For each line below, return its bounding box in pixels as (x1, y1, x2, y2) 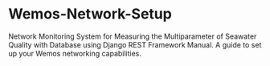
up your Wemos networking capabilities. (8, 48, 142, 58)
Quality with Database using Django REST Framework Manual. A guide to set (8, 39, 262, 49)
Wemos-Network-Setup (8, 5, 173, 23)
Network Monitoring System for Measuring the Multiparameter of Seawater (8, 31, 257, 41)
